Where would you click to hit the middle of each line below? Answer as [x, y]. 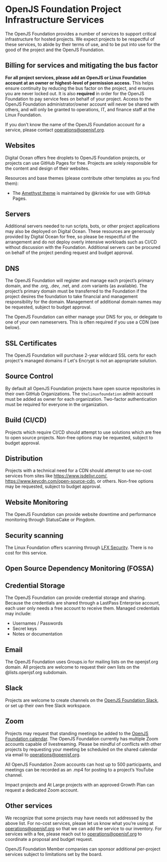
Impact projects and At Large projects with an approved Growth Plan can [80, 784]
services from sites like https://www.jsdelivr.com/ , [57, 476]
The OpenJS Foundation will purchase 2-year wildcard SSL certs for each [81, 355]
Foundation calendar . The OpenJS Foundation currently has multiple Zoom [82, 739]
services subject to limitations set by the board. [54, 854]
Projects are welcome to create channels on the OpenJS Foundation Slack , [82, 700]
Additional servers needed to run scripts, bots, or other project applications [83, 226]
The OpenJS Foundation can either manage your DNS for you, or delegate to [84, 317]
